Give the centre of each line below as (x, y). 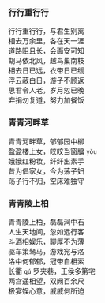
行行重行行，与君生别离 (46, 31)
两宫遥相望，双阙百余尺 (46, 281)
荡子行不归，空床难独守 (46, 181)
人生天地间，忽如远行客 (46, 231)
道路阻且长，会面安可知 (46, 51)
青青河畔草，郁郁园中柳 (46, 141)
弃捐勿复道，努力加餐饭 (46, 100)
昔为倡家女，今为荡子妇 (46, 170)
